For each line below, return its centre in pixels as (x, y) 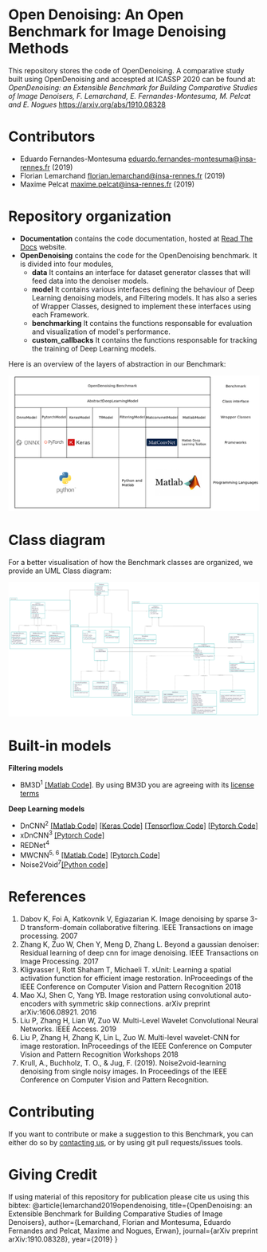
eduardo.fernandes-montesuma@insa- (192, 159)
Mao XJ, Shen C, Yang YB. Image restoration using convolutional (126, 995)
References (47, 897)
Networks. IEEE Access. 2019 (68, 1029)
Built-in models (60, 746)
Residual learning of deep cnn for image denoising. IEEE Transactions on (139, 952)
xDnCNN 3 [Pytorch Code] (62, 834)
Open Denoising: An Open (96, 15)
